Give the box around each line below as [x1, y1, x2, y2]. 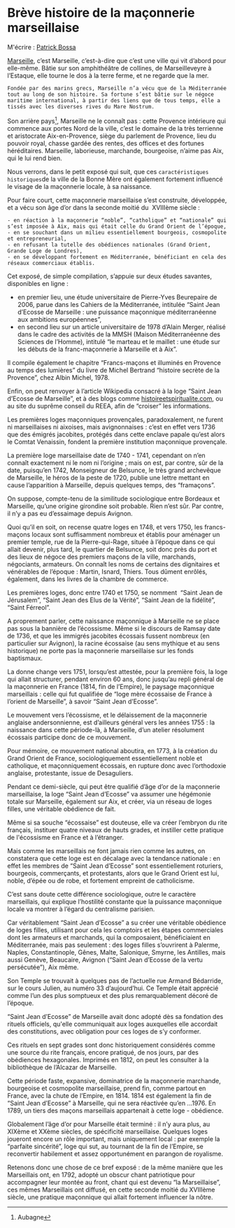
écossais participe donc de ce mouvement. [7, 733, 131, 741]
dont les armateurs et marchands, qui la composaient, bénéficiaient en [7, 933, 211, 941]
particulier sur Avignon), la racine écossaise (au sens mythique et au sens [7, 638, 220, 648]
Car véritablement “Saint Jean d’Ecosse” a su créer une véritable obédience [7, 918, 227, 927]
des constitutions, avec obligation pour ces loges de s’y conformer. [7, 1027, 201, 1036]
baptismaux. [7, 654, 43, 662]
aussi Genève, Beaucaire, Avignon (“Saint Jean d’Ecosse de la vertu [7, 955, 203, 964]
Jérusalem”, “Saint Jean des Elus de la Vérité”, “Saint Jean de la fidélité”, [7, 596, 215, 604]
